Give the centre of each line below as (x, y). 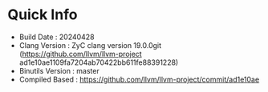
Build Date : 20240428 (57, 37)
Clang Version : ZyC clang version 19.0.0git (90, 45)
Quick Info (43, 15)
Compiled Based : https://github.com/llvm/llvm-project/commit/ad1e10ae (139, 79)
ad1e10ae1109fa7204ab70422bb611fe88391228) (99, 62)
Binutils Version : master (59, 70)
